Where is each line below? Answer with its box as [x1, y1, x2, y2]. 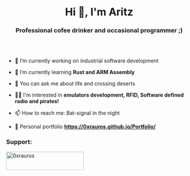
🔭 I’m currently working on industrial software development [14, 57, 159, 64]
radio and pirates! [14, 98, 60, 105]
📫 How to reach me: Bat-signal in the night [14, 109, 120, 117]
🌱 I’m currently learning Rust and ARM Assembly [14, 69, 135, 76]
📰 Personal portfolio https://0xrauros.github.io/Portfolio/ [14, 123, 156, 130]
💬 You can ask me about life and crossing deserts [14, 80, 136, 87]
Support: [6, 138, 32, 146]
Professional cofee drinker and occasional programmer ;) [15, 26, 183, 35]
